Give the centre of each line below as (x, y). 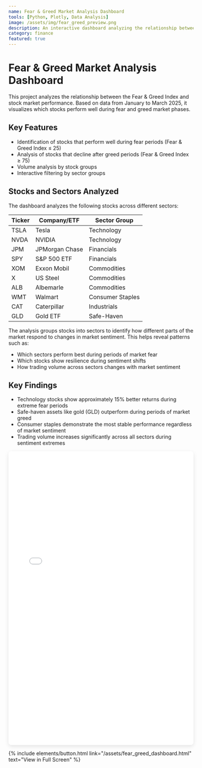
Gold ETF (48, 316)
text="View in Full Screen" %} (45, 760)
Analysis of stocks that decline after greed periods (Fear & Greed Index (103, 154)
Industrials (103, 306)
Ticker (21, 220)
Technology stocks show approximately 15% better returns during (97, 400)
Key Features (33, 128)
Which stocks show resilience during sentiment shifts (81, 360)
